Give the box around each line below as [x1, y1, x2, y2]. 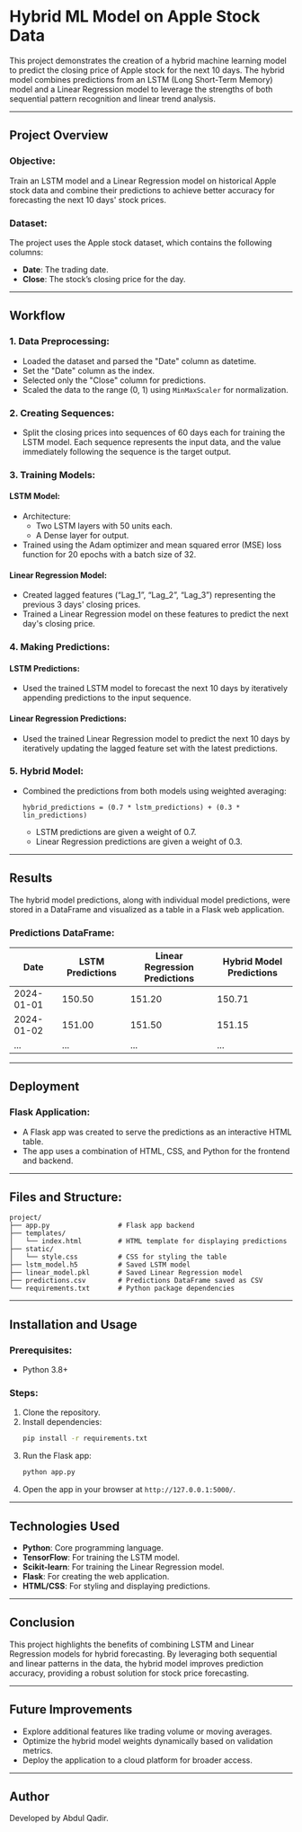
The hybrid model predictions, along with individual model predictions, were [9, 894, 290, 905]
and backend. [22, 1155, 74, 1166]
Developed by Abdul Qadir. [9, 1813, 110, 1824]
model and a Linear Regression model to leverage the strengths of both [9, 84, 273, 94]
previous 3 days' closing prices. [22, 600, 141, 610]
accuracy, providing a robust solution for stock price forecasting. [9, 1667, 250, 1678]
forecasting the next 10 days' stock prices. [9, 194, 166, 205]
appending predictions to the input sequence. [22, 692, 191, 703]
